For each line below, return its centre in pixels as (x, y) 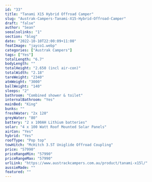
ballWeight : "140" (23, 86)
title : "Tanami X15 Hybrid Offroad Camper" (49, 14)
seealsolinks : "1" (23, 32)
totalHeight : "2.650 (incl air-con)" (43, 68)
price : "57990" (20, 149)
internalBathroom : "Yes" (30, 100)
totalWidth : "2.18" (25, 73)
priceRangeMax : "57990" (29, 158)
